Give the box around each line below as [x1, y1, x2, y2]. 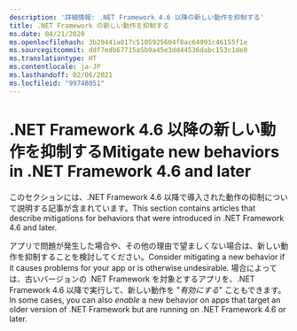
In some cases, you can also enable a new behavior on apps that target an [9, 294, 281, 305]
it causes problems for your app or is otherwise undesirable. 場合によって [9, 262, 277, 273]
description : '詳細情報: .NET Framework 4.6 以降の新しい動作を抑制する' [9, 12, 264, 22]
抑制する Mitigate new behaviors [40, 142, 280, 162]
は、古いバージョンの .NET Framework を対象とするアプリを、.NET [9, 273, 255, 284]
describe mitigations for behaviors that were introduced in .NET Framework [9, 212, 285, 223]
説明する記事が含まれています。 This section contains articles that [16, 203, 256, 213]
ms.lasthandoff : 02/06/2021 [9, 71, 113, 80]
